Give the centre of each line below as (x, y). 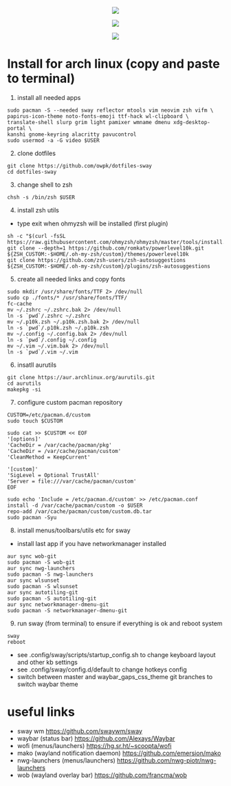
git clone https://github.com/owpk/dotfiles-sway (80, 165)
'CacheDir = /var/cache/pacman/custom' (64, 451)
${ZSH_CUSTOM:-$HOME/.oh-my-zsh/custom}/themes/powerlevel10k (98, 254)
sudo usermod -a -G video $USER (53, 140)
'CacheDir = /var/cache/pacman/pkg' (59, 445)
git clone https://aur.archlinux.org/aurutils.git (81, 377)
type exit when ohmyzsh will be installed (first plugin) (92, 223)
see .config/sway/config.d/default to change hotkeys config (102, 669)
